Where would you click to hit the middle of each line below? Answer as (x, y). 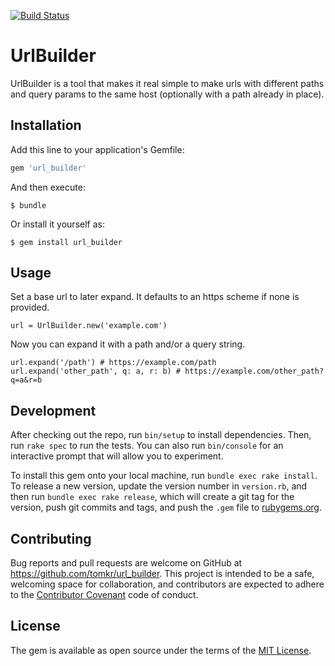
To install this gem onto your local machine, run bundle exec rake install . (164, 476)
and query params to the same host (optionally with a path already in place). (167, 94)
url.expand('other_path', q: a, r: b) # (96, 371)
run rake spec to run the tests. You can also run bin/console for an (147, 446)
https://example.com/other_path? (254, 371)
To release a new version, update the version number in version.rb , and (159, 486)
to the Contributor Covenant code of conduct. (104, 595)
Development (53, 410)
